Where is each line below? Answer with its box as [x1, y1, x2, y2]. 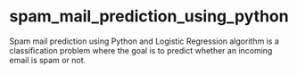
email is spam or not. [9, 54, 87, 65]
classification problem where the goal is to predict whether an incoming [9, 45, 273, 55]
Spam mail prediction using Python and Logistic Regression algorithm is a [9, 36, 279, 46]
